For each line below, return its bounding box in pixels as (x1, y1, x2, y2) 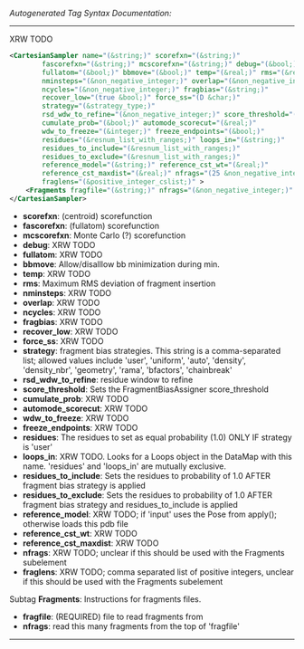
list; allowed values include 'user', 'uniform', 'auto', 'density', (22, 355, 247, 366)
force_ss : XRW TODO (22, 335, 104, 347)
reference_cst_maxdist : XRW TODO (22, 538, 159, 549)
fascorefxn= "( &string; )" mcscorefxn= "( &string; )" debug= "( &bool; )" (42, 59, 301, 69)
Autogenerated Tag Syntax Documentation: (9, 8, 172, 18)
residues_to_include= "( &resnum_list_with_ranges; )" (42, 144, 242, 153)
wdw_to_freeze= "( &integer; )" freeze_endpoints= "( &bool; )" (42, 127, 265, 136)
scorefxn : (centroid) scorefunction (22, 210, 153, 221)
